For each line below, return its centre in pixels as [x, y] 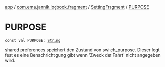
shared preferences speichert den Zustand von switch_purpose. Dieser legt [82, 50]
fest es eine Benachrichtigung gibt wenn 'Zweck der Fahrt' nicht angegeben [83, 55]
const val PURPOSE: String [33, 40]
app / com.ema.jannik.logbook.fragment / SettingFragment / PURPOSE [77, 7]
